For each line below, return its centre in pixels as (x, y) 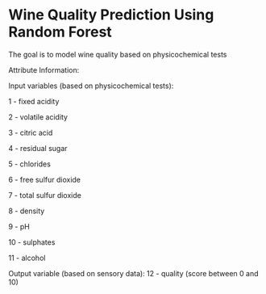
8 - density (27, 211)
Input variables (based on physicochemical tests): (91, 86)
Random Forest (60, 32)
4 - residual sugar (38, 148)
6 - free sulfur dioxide (45, 179)
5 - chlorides (29, 164)
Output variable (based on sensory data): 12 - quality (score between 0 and (134, 273)
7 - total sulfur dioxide (45, 195)
